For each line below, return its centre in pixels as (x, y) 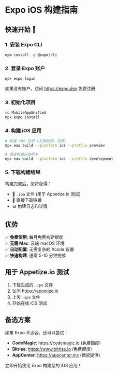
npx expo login (20, 79)
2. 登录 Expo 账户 (25, 68)
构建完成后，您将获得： (28, 184)
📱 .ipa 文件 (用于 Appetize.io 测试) (46, 194)
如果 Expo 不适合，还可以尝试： (37, 332)
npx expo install (22, 117)
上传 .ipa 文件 (26, 297)
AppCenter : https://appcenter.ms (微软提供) (56, 355)
